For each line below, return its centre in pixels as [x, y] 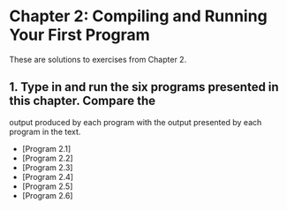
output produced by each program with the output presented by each [136, 122]
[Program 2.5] [47, 186]
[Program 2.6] [47, 195]
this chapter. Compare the [83, 101]
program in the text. [45, 131]
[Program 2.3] [47, 167]
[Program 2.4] [47, 176]
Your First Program [79, 35]
